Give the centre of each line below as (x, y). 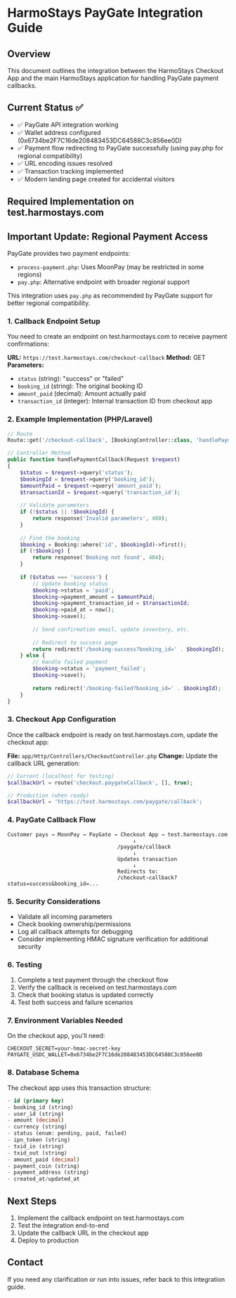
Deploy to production (48, 1240)
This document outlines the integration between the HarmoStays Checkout (116, 71)
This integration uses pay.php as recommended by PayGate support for (110, 296)
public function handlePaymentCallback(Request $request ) (94, 460)
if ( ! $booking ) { (45, 551)
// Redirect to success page (75, 642)
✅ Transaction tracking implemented (71, 171)
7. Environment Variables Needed (65, 1020)
